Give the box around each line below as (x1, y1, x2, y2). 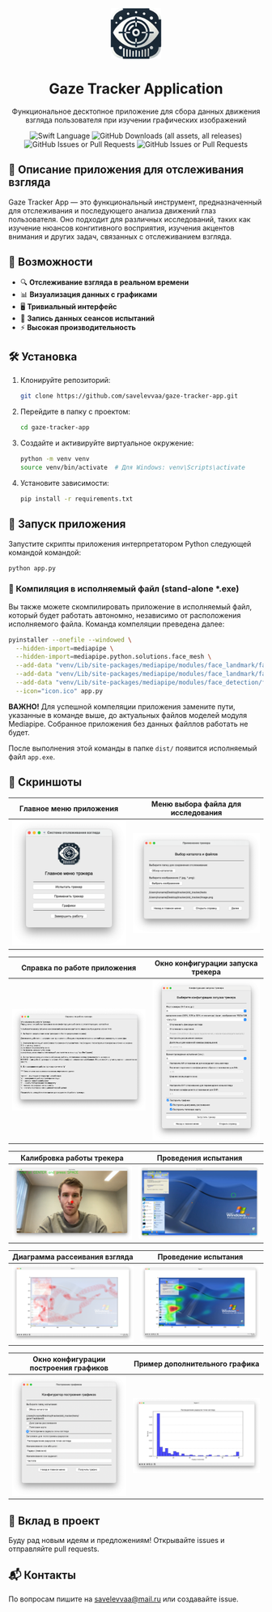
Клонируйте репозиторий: (19, 376, 111, 385)
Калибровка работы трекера (19, 1153, 124, 1163)
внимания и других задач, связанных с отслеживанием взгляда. (8, 231, 232, 241)
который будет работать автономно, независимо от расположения (8, 610, 241, 620)
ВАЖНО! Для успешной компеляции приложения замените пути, (8, 702, 236, 711)
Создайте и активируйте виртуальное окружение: (19, 438, 194, 448)
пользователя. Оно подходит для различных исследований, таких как (8, 214, 251, 224)
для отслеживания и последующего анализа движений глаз (8, 205, 216, 215)
